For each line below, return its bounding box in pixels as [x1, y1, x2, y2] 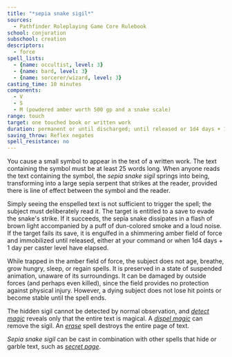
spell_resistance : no [7, 139, 70, 145]
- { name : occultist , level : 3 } [13, 61, 104, 68]
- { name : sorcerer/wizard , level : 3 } [13, 74, 122, 81]
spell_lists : [7, 55, 45, 62]
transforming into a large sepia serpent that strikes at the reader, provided [7, 179, 217, 187]
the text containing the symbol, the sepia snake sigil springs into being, [7, 172, 210, 180]
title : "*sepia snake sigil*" [7, 10, 95, 17]
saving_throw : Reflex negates [7, 132, 95, 139]
